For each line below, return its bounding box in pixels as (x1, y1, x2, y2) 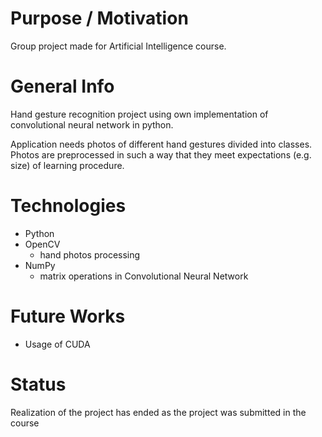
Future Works (10, 305, 126, 327)
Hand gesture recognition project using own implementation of (10, 108, 269, 120)
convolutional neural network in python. (10, 118, 174, 131)
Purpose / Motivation (10, 7, 189, 30)
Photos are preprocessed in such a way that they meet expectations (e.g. (10, 148, 312, 161)
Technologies (10, 195, 127, 217)
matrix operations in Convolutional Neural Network (39, 270, 249, 282)
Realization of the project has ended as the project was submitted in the (10, 406, 307, 418)
